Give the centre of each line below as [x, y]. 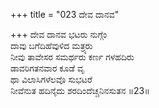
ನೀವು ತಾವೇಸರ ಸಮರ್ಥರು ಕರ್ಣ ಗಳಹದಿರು [72, 57]
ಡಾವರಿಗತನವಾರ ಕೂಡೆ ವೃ [47, 68]
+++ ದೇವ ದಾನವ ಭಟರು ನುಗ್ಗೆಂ [59, 34]
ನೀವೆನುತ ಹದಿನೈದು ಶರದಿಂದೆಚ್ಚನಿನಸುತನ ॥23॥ [80, 90]
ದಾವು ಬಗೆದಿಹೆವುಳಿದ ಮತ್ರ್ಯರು [51, 45]
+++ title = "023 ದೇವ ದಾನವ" [65, 14]
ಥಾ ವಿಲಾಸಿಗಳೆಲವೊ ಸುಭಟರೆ [51, 79]
